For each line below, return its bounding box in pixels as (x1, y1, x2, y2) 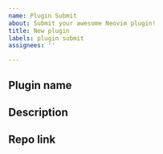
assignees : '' (8, 42, 56, 50)
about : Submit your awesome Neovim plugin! (8, 19, 157, 27)
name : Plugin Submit (8, 11, 78, 20)
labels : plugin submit (8, 34, 84, 43)
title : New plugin (8, 26, 70, 34)
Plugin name (8, 78, 72, 92)
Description (8, 105, 68, 119)
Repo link (8, 133, 56, 147)
